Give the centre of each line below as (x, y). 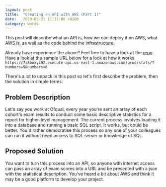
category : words (22, 24)
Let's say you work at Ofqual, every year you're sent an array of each (76, 109)
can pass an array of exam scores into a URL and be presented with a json (81, 168)
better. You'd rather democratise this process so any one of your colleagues (83, 130)
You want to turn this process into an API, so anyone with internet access (80, 163)
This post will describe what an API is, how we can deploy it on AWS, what (81, 38)
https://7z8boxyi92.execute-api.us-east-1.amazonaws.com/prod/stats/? (80, 63)
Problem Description (38, 97)
